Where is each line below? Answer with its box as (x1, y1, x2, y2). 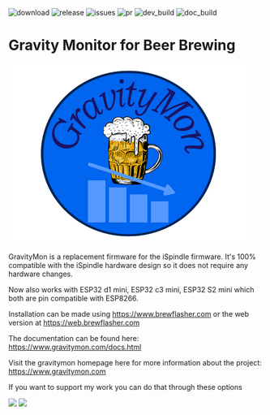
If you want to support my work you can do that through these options (8, 382, 243, 391)
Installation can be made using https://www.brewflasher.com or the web (8, 309, 250, 318)
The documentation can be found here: (8, 333, 139, 343)
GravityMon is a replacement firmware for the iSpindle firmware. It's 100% (8, 252, 257, 262)
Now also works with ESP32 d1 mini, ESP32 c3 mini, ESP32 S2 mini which (8, 284, 255, 294)
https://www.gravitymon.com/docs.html (8, 342, 142, 352)
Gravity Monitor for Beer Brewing (8, 37, 236, 54)
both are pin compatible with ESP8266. (8, 293, 139, 303)
